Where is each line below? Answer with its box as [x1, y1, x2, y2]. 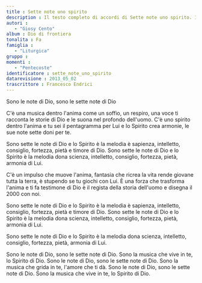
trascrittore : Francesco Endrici [6, 82, 93, 88]
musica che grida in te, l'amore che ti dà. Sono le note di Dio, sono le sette [6, 264, 191, 270]
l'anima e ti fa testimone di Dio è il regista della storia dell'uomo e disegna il [6, 184, 192, 191]
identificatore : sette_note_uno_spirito [6, 70, 112, 76]
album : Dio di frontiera [6, 31, 71, 37]
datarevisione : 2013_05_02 [6, 76, 77, 82]
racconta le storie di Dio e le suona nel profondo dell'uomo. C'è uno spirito [6, 116, 191, 123]
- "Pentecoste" [14, 64, 52, 71]
